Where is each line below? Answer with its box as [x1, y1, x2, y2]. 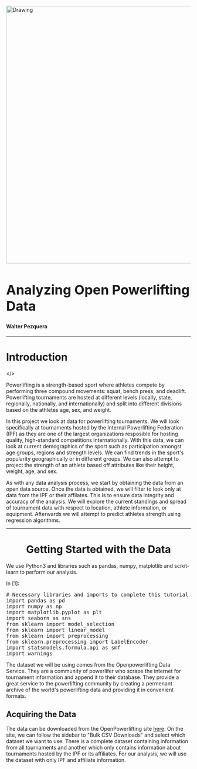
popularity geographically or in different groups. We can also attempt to [6, 455, 179, 462]
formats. [6, 692, 26, 700]
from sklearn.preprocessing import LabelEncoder [6, 638, 148, 645]
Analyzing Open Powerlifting [6, 281, 190, 298]
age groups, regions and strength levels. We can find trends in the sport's [6, 449, 184, 456]
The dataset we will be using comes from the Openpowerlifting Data [6, 661, 171, 668]
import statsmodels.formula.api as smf [6, 644, 121, 651]
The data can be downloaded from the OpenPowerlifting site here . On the [6, 725, 184, 732]
